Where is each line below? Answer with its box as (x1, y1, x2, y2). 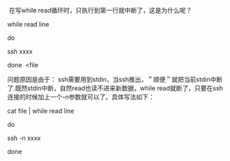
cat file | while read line (7, 107, 75, 115)
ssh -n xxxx (7, 134, 41, 142)
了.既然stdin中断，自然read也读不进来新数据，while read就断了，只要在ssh (7, 84, 224, 92)
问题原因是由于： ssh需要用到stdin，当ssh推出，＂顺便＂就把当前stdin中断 (7, 76, 223, 83)
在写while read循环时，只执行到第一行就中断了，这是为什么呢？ (8, 6, 192, 14)
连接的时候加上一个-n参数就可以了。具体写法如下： (7, 93, 155, 101)
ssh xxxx (7, 48, 33, 55)
